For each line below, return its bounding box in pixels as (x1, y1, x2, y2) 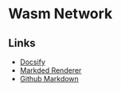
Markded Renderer (19, 66, 82, 75)
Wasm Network (8, 5, 113, 23)
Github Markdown (19, 74, 80, 83)
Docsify (19, 57, 46, 66)
